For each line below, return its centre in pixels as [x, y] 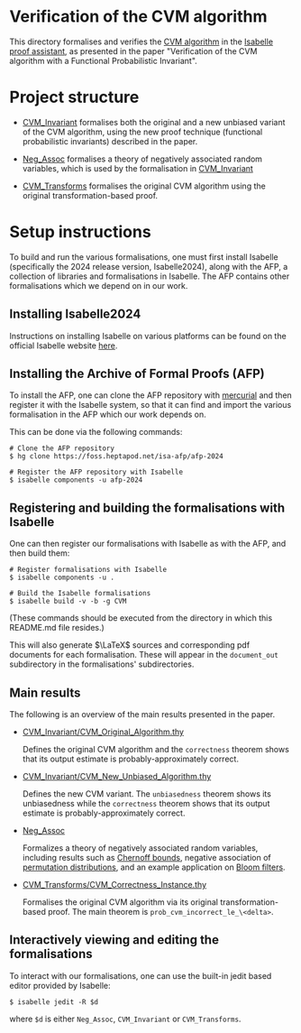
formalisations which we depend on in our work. [99, 285]
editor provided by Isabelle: [60, 985]
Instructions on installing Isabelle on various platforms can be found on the [148, 336]
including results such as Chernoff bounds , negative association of [147, 858]
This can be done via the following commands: [96, 432]
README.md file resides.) [57, 628]
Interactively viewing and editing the [114, 940]
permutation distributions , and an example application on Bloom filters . [154, 867]
